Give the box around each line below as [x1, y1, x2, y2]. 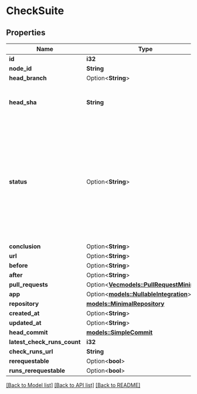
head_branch [9, 74, 47, 82]
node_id [9, 65, 32, 72]
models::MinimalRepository [86, 300, 165, 308]
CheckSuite [6, 4, 64, 18]
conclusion [9, 242, 41, 251]
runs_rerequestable [9, 366, 66, 375]
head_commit [9, 328, 48, 336]
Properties [6, 28, 46, 38]
